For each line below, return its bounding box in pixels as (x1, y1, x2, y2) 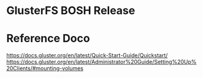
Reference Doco (6, 32, 90, 46)
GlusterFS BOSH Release (6, 4, 136, 18)
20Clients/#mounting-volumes (6, 65, 84, 72)
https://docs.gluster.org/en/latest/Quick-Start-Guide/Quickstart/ (6, 52, 168, 59)
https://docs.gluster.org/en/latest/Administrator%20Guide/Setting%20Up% (6, 58, 197, 66)
